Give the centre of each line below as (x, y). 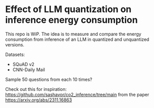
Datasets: (15, 55)
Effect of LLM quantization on (68, 9)
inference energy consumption (71, 20)
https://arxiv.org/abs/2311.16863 (39, 100)
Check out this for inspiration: (36, 89)
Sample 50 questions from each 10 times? (49, 79)
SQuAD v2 (23, 64)
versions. (15, 44)
